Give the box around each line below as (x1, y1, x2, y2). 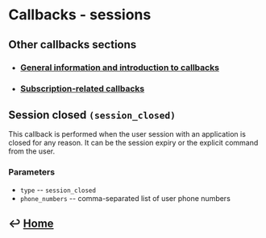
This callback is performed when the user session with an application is (8, 129, 246, 139)
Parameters (8, 166, 55, 178)
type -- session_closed (19, 185, 97, 195)
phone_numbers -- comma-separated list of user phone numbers (19, 193, 231, 203)
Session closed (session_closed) (8, 108, 176, 121)
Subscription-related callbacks (19, 83, 145, 94)
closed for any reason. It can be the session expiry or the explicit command (8, 138, 259, 148)
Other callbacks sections (8, 38, 137, 51)
